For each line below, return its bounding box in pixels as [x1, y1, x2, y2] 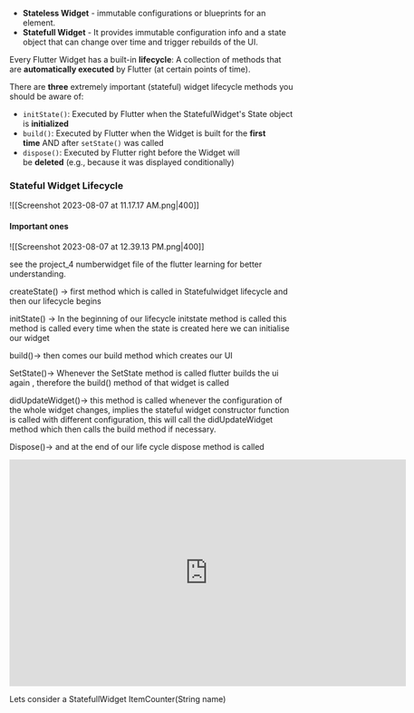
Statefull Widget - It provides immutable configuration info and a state [22, 27, 287, 37]
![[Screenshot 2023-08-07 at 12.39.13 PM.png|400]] [9, 240, 205, 252]
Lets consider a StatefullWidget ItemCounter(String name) [9, 693, 226, 704]
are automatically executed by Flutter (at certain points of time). [9, 63, 251, 74]
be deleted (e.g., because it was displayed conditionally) [22, 157, 235, 167]
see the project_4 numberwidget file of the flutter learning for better [9, 259, 263, 269]
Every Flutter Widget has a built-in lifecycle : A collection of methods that [9, 54, 282, 64]
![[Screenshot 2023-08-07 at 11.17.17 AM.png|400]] [9, 200, 199, 211]
